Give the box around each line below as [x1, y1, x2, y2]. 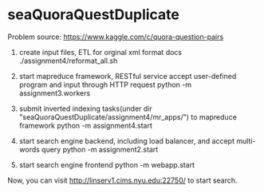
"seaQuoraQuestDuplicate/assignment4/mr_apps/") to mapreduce [18, 112, 237, 121]
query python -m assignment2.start [41, 144, 159, 154]
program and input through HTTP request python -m [18, 80, 192, 89]
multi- [235, 136, 256, 145]
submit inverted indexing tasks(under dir [18, 104, 152, 113]
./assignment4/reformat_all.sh [18, 56, 118, 65]
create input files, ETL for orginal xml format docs [18, 47, 183, 57]
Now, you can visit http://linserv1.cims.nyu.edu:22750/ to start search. [7, 175, 238, 185]
